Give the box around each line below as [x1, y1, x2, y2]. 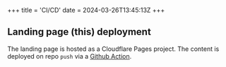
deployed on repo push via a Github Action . [7, 52, 132, 60]
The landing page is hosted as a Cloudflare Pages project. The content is [7, 45, 220, 53]
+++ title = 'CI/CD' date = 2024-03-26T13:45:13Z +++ [7, 6, 165, 14]
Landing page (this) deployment [7, 26, 152, 38]
